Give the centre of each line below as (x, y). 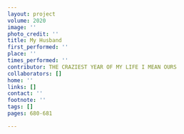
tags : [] (20, 107)
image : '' (22, 27)
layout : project (31, 14)
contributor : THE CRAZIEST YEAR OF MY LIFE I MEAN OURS (92, 67)
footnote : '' (27, 100)
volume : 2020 (27, 21)
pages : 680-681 (30, 113)
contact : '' (25, 93)
